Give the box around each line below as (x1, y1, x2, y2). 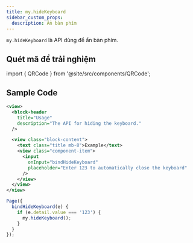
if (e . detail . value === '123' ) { (17, 209, 101, 215)
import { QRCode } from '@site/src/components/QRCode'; (6, 70, 151, 77)
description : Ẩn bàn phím (11, 20, 77, 26)
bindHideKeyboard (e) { (11, 204, 69, 210)
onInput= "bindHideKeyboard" (28, 159, 98, 165)
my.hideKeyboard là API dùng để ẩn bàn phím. (6, 37, 119, 44)
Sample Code (6, 87, 58, 98)
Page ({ (6, 198, 23, 204)
